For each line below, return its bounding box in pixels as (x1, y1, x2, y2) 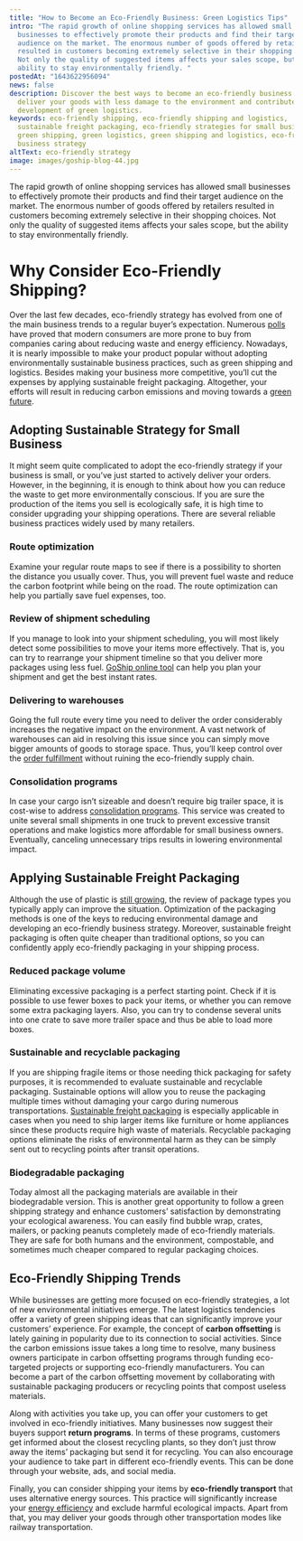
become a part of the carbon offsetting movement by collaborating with (9, 1371, 275, 1382)
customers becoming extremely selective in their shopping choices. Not (9, 210, 277, 221)
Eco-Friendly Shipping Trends (9, 1271, 181, 1286)
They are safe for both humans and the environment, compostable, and (9, 1235, 274, 1245)
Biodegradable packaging (9, 1166, 124, 1179)
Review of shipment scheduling (9, 612, 151, 625)
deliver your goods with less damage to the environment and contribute (17, 97, 297, 107)
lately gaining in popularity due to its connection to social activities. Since (9, 1332, 282, 1343)
